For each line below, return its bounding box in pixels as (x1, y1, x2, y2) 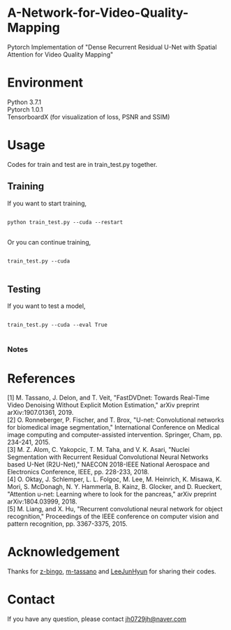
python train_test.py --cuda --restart (7, 219, 124, 226)
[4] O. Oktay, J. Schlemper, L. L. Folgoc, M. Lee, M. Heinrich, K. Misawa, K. (7, 475, 222, 483)
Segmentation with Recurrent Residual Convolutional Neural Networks (7, 453, 209, 462)
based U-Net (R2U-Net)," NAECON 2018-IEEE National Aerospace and (7, 460, 210, 469)
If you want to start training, (7, 199, 87, 207)
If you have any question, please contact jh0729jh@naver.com (7, 615, 187, 623)
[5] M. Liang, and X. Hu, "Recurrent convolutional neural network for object (7, 505, 223, 513)
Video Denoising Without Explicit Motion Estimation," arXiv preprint (7, 401, 200, 409)
